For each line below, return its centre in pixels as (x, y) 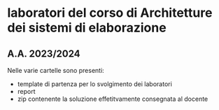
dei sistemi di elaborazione (87, 28)
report (27, 91)
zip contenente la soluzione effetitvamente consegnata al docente (113, 99)
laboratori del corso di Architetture (110, 13)
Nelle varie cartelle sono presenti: (56, 70)
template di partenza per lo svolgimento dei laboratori (95, 84)
